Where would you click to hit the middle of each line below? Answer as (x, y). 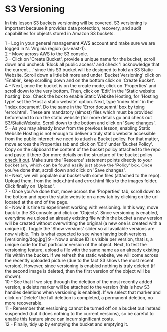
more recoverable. (24, 303)
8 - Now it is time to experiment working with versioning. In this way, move (82, 207)
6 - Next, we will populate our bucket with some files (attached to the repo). (83, 175)
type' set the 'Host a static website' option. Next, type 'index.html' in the (79, 101)
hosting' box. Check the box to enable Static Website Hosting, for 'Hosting (82, 96)
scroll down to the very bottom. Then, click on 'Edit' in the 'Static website (80, 91)
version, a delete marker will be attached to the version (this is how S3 (77, 287)
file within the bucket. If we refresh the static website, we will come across (82, 255)
